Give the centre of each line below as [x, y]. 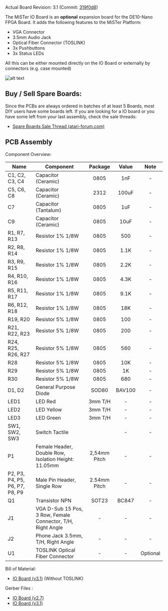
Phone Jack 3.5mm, [59, 535]
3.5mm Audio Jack [32, 37]
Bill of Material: [20, 568]
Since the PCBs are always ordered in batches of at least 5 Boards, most [80, 106]
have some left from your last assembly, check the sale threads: [71, 116]
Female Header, [54, 446]
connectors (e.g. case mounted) [38, 68]
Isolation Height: [55, 459]
